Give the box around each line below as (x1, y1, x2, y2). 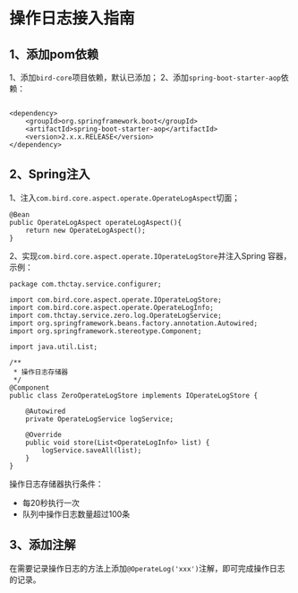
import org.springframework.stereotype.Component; (9, 326, 202, 336)
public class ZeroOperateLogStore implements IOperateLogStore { (9, 391, 258, 400)
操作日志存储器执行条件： (9, 478, 104, 489)
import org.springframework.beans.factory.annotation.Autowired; (9, 319, 258, 328)
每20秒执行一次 (21, 497, 81, 508)
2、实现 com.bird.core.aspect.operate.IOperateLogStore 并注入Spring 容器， (9, 250, 292, 261)
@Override (25, 430, 63, 439)
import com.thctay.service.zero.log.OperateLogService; (9, 311, 222, 320)
